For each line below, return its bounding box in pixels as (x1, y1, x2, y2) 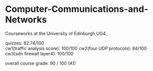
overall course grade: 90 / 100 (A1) (5, 60, 76, 66)
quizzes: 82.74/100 (5, 40, 44, 46)
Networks (5, 14, 47, 25)
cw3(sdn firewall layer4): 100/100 (5, 51, 74, 57)
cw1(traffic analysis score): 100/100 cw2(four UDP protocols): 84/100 (5, 45, 147, 51)
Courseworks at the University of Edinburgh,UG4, (5, 30, 107, 36)
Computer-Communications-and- (5, 3, 149, 15)
